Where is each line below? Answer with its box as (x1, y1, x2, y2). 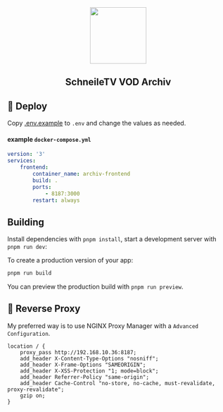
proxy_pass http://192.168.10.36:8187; (20, 349, 137, 356)
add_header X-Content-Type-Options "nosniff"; (20, 355, 159, 362)
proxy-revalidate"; (7, 386, 65, 393)
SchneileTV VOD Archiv (65, 76, 172, 88)
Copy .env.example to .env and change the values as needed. (7, 119, 186, 128)
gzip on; (20, 392, 46, 399)
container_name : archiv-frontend (32, 171, 131, 178)
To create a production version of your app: (7, 256, 134, 265)
